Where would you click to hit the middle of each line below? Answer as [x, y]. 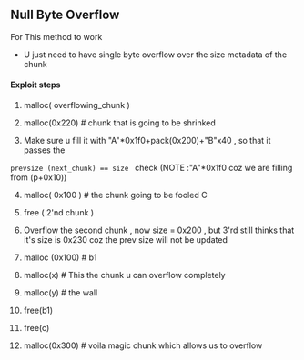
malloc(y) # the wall [61, 293]
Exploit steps [35, 85]
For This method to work [56, 36]
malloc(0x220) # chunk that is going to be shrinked [120, 123]
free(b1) [38, 310]
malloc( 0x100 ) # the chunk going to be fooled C [115, 195]
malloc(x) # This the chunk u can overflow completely [124, 275]
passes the [44, 150]
